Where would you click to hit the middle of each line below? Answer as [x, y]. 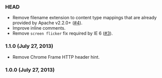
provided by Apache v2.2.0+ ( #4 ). [47, 23]
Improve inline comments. [39, 28]
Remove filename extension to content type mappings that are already [84, 18]
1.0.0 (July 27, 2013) [30, 70]
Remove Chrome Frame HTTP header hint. [56, 57]
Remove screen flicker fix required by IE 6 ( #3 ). [63, 34]
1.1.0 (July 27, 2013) [29, 46]
